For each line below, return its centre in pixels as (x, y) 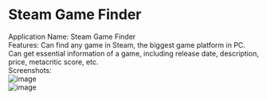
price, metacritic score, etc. (53, 62)
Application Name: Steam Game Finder (72, 37)
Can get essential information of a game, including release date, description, (133, 53)
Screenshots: (30, 70)
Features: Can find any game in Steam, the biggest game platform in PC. (127, 44)
